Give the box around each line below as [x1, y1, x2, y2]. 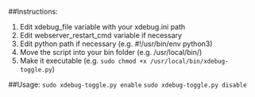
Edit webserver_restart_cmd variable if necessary [19, 31, 183, 40]
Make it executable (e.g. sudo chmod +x [19, 56, 147, 65]
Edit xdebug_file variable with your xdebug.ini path [19, 22, 186, 31]
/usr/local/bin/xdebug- [149, 57, 229, 65]
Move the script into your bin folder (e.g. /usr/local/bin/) [19, 48, 203, 56]
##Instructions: [8, 7, 58, 16]
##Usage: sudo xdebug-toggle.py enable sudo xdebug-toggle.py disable [8, 80, 248, 89]
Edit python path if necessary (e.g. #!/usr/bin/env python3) [19, 39, 213, 48]
